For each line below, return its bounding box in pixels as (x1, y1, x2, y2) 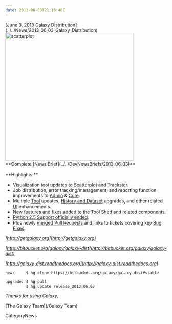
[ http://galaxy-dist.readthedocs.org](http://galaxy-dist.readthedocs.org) (5, 260, 159, 267)
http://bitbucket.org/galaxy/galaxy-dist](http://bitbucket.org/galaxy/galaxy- (7, 245, 167, 251)
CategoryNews (5, 312, 37, 318)
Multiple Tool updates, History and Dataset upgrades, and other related (12, 198, 163, 204)
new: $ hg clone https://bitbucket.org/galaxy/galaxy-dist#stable (5, 270, 159, 275)
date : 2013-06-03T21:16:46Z (5, 7, 66, 13)
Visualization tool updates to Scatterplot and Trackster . (12, 181, 129, 188)
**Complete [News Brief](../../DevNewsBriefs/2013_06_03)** (5, 160, 136, 167)
